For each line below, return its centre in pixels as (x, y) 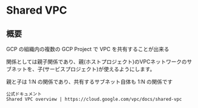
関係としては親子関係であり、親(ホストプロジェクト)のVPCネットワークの (97, 62)
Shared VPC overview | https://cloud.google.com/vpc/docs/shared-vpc (94, 99)
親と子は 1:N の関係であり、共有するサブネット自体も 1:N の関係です (89, 82)
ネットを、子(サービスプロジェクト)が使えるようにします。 (83, 69)
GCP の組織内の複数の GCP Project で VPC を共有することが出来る (88, 49)
